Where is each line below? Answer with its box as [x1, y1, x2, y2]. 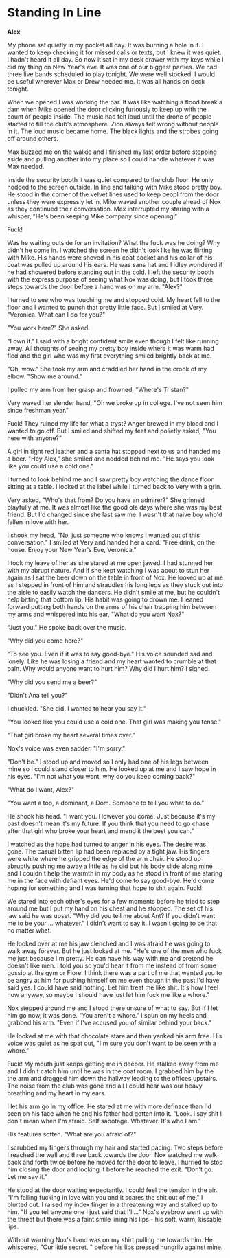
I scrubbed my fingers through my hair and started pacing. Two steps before [7, 1143, 224, 1152]
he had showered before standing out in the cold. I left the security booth [7, 268, 214, 276]
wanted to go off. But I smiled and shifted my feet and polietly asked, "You [7, 426, 216, 435]
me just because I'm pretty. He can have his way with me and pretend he [7, 954, 214, 962]
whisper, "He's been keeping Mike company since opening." [7, 211, 178, 220]
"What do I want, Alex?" [7, 785, 74, 794]
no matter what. [7, 926, 52, 935]
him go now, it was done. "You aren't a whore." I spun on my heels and [7, 1011, 207, 1019]
